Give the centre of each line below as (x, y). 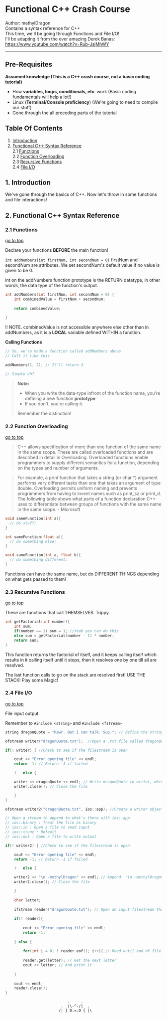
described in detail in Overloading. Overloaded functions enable (83, 458)
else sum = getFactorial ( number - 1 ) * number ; (64, 636)
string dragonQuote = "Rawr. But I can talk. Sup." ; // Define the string (84, 732)
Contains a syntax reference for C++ (43, 28)
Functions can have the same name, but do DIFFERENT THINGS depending (82, 574)
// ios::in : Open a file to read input (48, 828)
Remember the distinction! (44, 413)
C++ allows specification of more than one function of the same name (89, 447)
